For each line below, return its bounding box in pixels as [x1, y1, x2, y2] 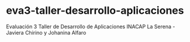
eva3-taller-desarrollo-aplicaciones [6, 4, 184, 17]
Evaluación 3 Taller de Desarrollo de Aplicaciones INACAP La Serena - [6, 23, 175, 30]
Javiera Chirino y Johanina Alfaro [6, 29, 87, 36]
